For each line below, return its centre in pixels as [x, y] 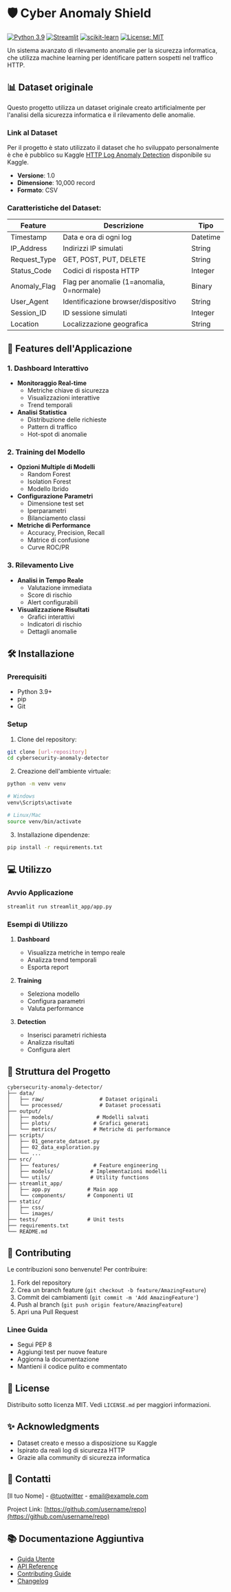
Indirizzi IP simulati [93, 248]
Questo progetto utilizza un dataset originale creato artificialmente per [107, 107]
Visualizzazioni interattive [64, 398]
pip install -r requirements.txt [55, 847]
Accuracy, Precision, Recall [66, 533]
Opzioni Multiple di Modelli [56, 467]
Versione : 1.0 [36, 175]
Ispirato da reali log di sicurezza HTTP [71, 1450]
